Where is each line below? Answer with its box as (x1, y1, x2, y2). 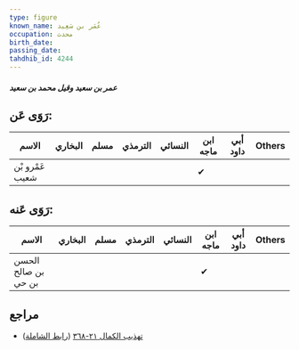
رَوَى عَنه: (9, 201, 53, 216)
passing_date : (9, 46, 62, 55)
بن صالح (13, 265, 44, 278)
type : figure (9, 12, 58, 22)
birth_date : (9, 37, 53, 47)
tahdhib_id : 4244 (9, 54, 74, 63)
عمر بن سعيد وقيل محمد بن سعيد (9, 82, 117, 93)
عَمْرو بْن (13, 160, 46, 173)
